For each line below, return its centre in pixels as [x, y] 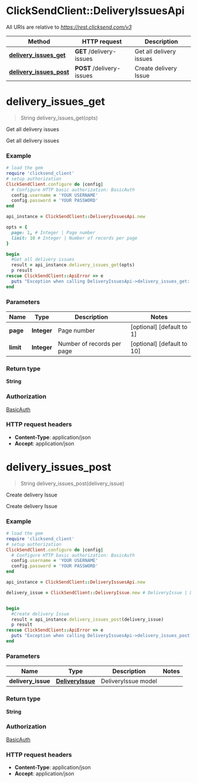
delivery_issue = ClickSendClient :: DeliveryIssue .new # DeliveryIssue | [97, 593]
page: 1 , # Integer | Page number [53, 233]
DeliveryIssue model [129, 681]
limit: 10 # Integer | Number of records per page [74, 238]
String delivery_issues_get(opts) [59, 118]
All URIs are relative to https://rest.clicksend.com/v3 [69, 27]
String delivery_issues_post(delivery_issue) [72, 483]
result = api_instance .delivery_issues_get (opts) [73, 265]
